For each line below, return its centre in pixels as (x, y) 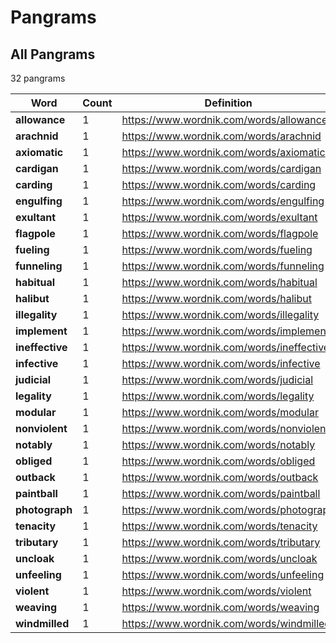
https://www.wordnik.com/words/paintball (221, 493)
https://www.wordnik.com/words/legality (218, 396)
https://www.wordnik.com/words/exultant (219, 217)
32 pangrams (38, 78)
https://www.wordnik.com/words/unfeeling (223, 574)
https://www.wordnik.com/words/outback (220, 477)
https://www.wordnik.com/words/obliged (218, 461)
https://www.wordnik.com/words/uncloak (219, 558)
